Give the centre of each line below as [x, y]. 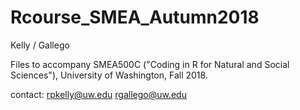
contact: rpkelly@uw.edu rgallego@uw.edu [98, 94]
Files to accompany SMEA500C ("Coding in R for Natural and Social [150, 64]
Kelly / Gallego [40, 45]
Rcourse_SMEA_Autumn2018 [135, 17]
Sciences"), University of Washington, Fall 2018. [109, 75]
